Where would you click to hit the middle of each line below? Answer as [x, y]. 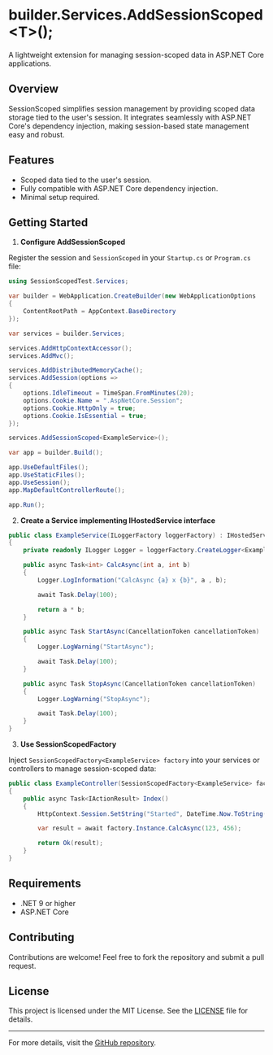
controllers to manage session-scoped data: [82, 769]
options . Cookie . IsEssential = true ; [85, 416]
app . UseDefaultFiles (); [49, 468]
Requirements [45, 884]
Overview [34, 89]
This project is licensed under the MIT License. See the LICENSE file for [128, 1011]
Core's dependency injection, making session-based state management [129, 126]
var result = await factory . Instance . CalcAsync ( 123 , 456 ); [140, 828]
